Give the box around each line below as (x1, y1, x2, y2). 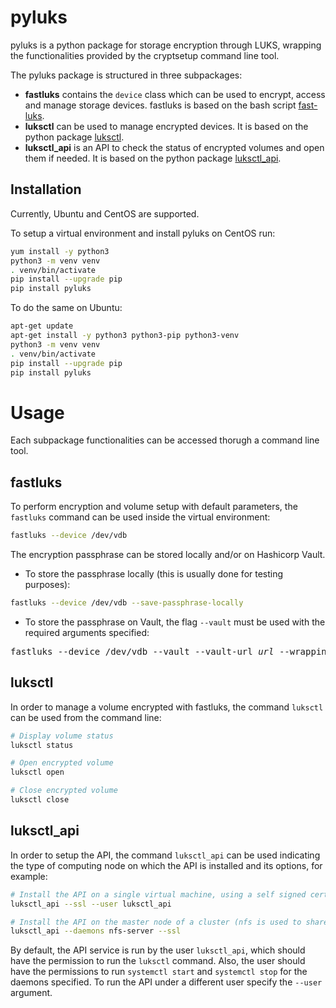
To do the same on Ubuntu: (10, 302, 123, 314)
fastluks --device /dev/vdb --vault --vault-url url (10, 646, 275, 657)
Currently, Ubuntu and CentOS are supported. (10, 207, 200, 220)
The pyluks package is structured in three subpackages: (10, 69, 243, 81)
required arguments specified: (24, 626, 150, 638)
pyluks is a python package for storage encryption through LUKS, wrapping (10, 39, 322, 51)
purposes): (24, 579, 71, 590)
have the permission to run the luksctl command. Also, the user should (10, 955, 306, 967)
